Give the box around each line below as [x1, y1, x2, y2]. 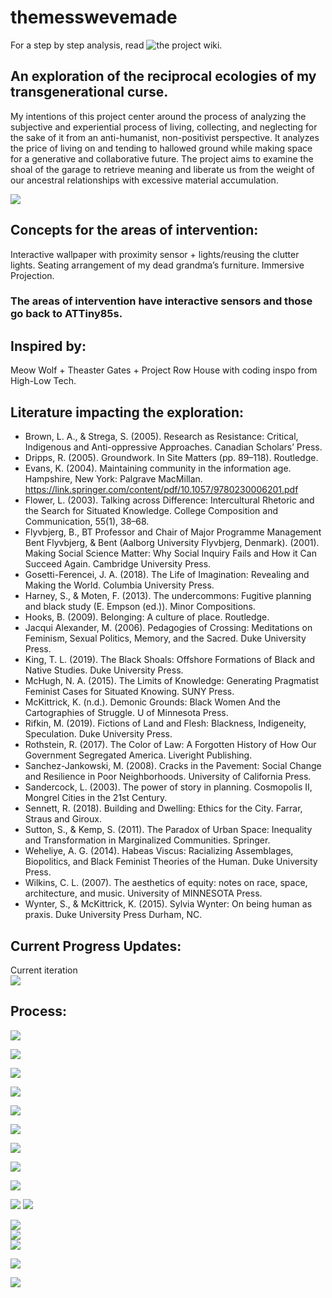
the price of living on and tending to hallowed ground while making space [10, 142, 313, 154]
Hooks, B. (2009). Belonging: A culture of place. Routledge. [24, 611, 270, 623]
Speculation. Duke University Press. [24, 728, 173, 740]
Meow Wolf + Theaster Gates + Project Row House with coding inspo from [10, 364, 318, 376]
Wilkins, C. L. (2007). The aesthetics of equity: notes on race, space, [24, 877, 308, 889]
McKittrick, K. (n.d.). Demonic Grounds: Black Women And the [24, 696, 282, 708]
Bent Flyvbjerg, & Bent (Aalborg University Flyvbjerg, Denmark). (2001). [24, 537, 320, 549]
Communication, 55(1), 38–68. [24, 516, 150, 528]
